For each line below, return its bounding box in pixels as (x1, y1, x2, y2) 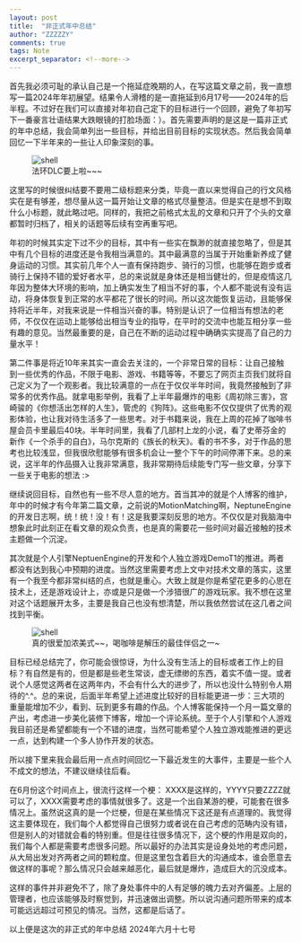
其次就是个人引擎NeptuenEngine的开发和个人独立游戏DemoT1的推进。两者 (9, 553, 285, 563)
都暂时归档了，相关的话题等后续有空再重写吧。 (9, 218, 182, 229)
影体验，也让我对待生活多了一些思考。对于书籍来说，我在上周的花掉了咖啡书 (9, 414, 292, 424)
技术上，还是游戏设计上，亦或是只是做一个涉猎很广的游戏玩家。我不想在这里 (9, 586, 292, 597)
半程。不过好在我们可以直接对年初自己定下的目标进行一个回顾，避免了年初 (9, 103, 284, 113)
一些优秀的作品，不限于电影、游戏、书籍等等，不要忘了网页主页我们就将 (16, 369, 284, 379)
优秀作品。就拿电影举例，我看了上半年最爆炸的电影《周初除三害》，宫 (32, 392, 288, 401)
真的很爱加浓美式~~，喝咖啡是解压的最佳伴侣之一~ (31, 638, 220, 648)
